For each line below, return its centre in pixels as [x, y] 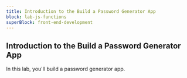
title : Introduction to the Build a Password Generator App [81, 11]
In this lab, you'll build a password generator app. [66, 69]
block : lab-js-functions [36, 17]
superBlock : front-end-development [50, 22]
